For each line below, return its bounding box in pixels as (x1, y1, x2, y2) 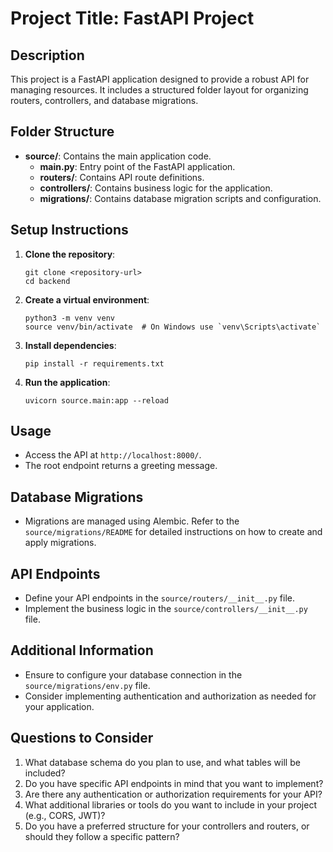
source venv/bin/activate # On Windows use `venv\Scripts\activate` (24, 322, 322, 332)
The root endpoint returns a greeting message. (24, 460, 218, 472)
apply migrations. (24, 537, 97, 549)
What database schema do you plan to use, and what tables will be (24, 756, 301, 768)
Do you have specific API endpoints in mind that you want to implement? (24, 777, 324, 789)
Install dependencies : (24, 339, 117, 351)
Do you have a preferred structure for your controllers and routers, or (24, 820, 310, 832)
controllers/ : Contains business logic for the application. (39, 182, 273, 194)
